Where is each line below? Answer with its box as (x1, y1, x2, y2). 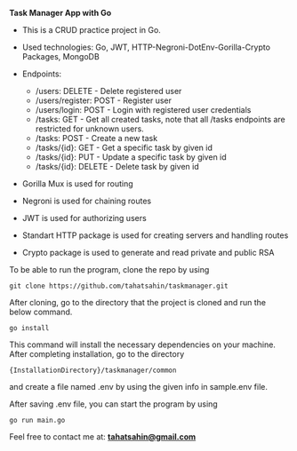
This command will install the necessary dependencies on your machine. (9, 339, 276, 350)
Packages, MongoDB (21, 51, 100, 61)
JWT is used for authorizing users (21, 213, 147, 223)
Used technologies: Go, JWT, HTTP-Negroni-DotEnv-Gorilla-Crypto (21, 42, 271, 52)
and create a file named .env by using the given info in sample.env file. (9, 382, 269, 392)
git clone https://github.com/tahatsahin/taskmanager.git (9, 281, 229, 290)
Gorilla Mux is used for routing (21, 178, 133, 189)
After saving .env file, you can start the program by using (9, 399, 218, 409)
